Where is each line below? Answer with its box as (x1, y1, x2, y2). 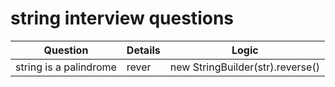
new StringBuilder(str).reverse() (169, 60, 320, 74)
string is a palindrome (15, 60, 117, 74)
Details (126, 43, 161, 57)
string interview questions (10, 7, 234, 30)
